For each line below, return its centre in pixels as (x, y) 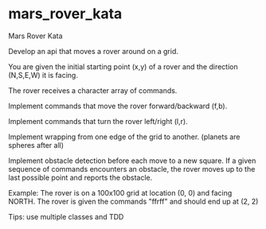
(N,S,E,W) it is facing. (43, 75)
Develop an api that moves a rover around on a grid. (94, 51)
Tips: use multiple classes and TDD (66, 216)
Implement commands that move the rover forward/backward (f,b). (118, 106)
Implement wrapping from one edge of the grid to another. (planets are (124, 137)
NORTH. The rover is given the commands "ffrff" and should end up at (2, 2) (133, 201)
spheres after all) (36, 145)
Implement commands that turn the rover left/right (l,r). (98, 121)
